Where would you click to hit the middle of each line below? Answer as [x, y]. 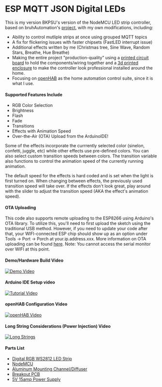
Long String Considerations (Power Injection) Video [58, 326]
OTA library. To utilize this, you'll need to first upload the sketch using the [78, 223]
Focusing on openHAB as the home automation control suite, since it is [82, 78]
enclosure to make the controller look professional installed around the [82, 68]
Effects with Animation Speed [41, 131]
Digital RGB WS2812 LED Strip [42, 359]
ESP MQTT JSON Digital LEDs [65, 9]
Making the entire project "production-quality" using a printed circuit [80, 57]
